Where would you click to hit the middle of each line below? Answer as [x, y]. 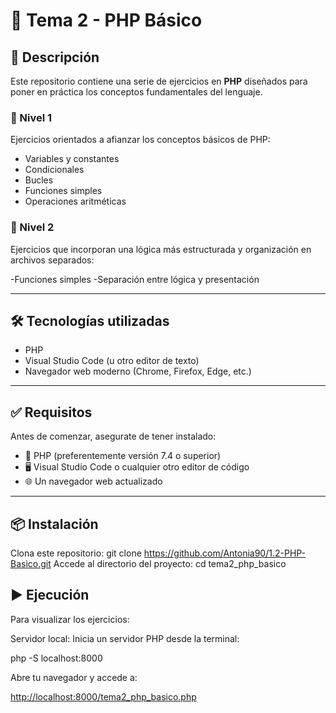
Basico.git [31, 564]
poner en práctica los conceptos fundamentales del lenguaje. [136, 92]
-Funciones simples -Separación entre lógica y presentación [135, 279]
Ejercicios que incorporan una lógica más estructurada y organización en [161, 249]
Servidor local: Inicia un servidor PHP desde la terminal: [125, 638]
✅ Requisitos [51, 412]
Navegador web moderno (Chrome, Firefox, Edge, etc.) [138, 371]
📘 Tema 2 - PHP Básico [106, 20]
